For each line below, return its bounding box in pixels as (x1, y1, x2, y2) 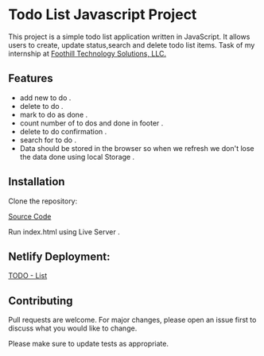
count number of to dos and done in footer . (19, 118, 164, 128)
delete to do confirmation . (19, 126, 107, 136)
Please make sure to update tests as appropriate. (8, 339, 169, 349)
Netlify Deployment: (8, 250, 111, 263)
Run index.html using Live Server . (8, 226, 121, 236)
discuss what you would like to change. (8, 323, 138, 333)
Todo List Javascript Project (8, 6, 197, 24)
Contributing (8, 294, 73, 308)
